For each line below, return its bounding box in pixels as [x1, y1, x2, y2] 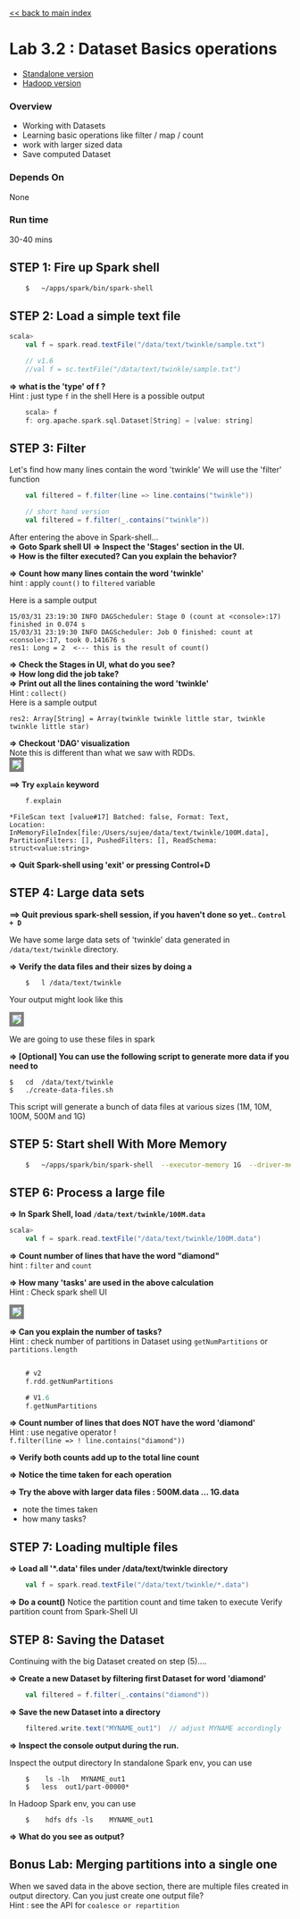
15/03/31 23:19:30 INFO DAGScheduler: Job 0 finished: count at [9, 628, 254, 637]
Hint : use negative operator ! [9, 1427, 117, 1437]
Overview [9, 100, 53, 113]
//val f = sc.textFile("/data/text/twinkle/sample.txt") [25, 365, 242, 373]
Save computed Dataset [21, 149, 112, 160]
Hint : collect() [9, 688, 67, 699]
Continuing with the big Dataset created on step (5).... [9, 1655, 207, 1666]
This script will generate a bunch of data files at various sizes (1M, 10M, [9, 1101, 272, 1111]
